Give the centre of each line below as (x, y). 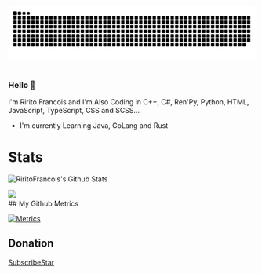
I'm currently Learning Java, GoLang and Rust (94, 126)
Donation (31, 244)
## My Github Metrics (44, 203)
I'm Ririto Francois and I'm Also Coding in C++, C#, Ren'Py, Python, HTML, (129, 102)
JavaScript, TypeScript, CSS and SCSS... (74, 111)
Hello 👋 (22, 85)
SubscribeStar (31, 262)
